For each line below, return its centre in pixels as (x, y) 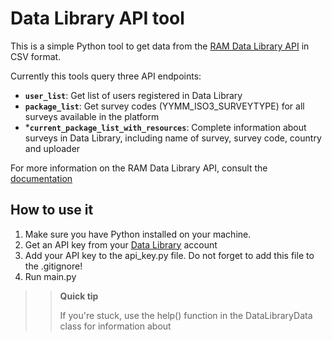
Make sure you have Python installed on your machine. (138, 234)
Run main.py (50, 276)
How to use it (52, 210)
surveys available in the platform (92, 116)
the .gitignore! (53, 266)
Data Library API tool (97, 18)
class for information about (115, 326)
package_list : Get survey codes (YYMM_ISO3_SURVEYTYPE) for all (164, 106)
